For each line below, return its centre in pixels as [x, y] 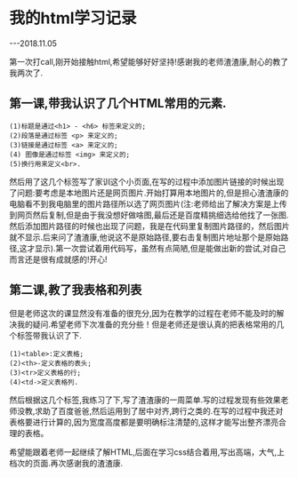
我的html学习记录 [73, 18]
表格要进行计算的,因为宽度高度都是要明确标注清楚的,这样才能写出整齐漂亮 [144, 422]
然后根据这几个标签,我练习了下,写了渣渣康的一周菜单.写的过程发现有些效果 [145, 400]
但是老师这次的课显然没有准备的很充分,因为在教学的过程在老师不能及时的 [143, 313]
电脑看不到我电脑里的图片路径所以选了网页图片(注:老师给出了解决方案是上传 [148, 203]
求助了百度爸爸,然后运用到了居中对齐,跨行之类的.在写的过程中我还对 [159, 410]
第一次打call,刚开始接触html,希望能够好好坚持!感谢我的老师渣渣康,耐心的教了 [149, 61]
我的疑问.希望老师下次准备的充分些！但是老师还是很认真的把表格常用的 [147, 324]
